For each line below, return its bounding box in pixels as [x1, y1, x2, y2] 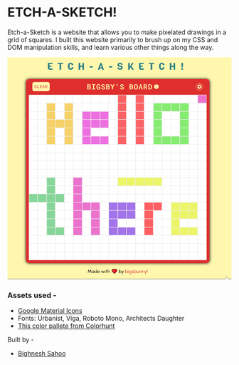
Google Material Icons [17, 307, 83, 315]
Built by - [7, 336, 34, 344]
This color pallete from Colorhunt [17, 322, 115, 330]
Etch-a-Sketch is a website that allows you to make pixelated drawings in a [7, 28, 227, 36]
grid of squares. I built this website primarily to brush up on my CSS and [7, 35, 218, 43]
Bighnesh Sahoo [17, 349, 66, 358]
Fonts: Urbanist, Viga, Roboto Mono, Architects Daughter [17, 314, 185, 323]
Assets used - [7, 290, 57, 300]
